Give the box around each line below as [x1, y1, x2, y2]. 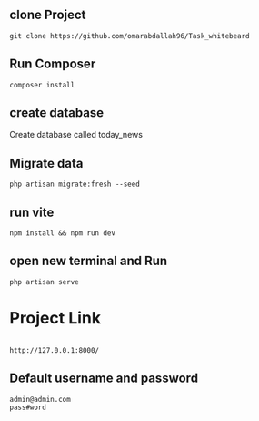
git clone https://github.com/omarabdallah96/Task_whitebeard [9, 31, 250, 40]
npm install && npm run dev [9, 229, 116, 238]
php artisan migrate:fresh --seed [9, 180, 141, 190]
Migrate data [9, 155, 84, 171]
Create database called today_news [9, 129, 144, 140]
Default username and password [9, 371, 198, 386]
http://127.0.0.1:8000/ [9, 345, 100, 354]
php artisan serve [9, 277, 79, 286]
